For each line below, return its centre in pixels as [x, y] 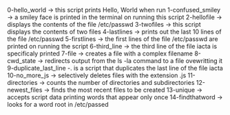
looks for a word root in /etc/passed [58, 104]
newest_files [25, 90]
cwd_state [22, 61]
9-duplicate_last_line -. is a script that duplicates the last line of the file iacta [115, 68]
